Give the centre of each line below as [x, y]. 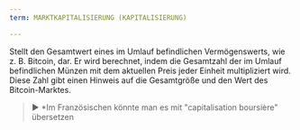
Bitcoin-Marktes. [41, 89]
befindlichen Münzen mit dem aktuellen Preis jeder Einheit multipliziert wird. [150, 70]
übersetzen [53, 116]
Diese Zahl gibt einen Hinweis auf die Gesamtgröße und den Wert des [139, 80]
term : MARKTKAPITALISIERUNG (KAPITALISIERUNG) [98, 18]
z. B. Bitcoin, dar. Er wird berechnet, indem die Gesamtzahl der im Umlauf [145, 60]
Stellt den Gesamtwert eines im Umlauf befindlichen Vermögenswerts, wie [147, 51]
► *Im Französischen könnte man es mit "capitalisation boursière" [155, 107]
